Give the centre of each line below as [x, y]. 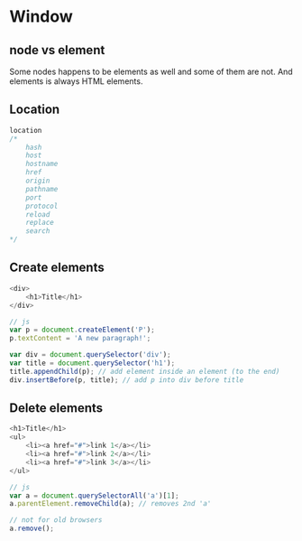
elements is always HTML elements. [76, 81]
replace [40, 223]
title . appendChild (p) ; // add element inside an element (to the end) [145, 371]
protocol [42, 206]
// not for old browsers [56, 520]
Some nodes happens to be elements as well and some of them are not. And [151, 71]
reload [38, 214]
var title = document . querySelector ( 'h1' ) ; [92, 363]
